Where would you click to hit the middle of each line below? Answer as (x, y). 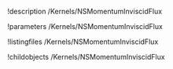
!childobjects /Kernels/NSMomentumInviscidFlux (86, 57)
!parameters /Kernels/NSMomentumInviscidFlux (85, 26)
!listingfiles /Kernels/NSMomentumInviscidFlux (83, 42)
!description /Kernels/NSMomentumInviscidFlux (85, 11)
